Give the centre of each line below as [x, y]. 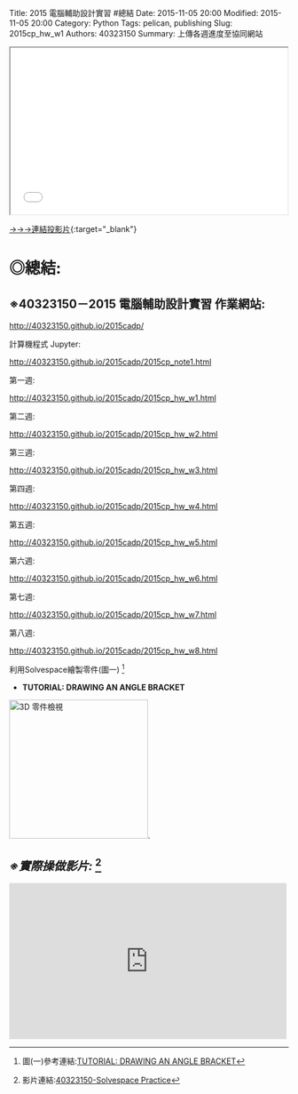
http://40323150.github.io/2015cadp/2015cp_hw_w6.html [114, 579]
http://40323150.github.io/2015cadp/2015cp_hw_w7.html [113, 615]
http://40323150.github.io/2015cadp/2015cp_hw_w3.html [114, 470]
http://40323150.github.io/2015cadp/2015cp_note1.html [110, 362]
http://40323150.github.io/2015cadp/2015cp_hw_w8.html [114, 651]
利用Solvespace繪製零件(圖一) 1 [67, 669]
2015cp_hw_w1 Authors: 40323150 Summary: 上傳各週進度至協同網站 [136, 33]
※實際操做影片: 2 [55, 865]
